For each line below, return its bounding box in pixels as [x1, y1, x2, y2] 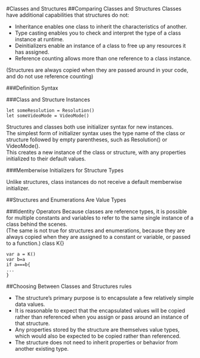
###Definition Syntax [6, 84, 59, 92]
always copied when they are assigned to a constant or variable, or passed [6, 233, 191, 240]
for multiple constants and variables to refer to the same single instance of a [6, 214, 194, 221]
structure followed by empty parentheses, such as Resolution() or [6, 136, 168, 143]
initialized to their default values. [6, 155, 87, 162]
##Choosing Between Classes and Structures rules [6, 283, 132, 290]
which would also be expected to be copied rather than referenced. [14, 332, 181, 339]
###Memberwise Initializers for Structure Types [6, 167, 124, 174]
